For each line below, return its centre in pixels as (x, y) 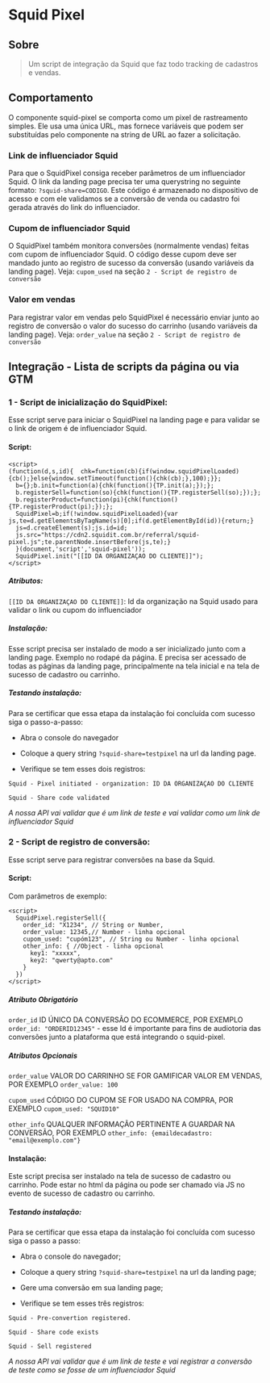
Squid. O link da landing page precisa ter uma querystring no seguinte (125, 182)
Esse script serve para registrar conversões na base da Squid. (112, 859)
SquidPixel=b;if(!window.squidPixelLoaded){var (97, 513)
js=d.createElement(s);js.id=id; (72, 528)
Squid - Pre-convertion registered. (70, 1318)
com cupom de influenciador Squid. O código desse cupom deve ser (123, 254)
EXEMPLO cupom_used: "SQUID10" (64, 1108)
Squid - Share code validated (59, 798)
